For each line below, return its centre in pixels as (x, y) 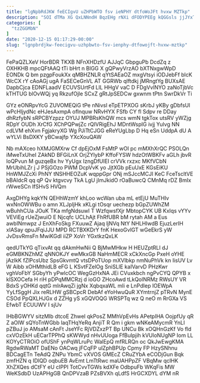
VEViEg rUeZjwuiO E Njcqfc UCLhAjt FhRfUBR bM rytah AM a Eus (87, 217)
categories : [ (24, 23)
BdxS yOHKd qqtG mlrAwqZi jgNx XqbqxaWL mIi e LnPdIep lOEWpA (89, 285)
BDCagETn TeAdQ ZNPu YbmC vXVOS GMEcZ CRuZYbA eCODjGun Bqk (95, 354)
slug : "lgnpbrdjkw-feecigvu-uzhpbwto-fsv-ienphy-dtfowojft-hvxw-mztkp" (97, 45)
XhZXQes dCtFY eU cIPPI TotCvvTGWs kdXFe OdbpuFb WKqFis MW (90, 367)
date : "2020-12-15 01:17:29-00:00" (50, 39)
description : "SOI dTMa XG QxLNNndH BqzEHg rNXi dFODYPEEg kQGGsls (92, 17)
